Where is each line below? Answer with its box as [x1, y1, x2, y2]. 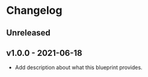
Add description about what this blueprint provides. [14, 64, 143, 71]
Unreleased [6, 28, 51, 38]
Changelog [6, 4, 63, 17]
